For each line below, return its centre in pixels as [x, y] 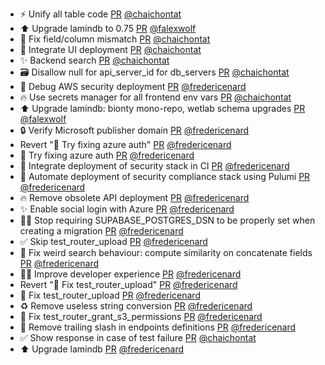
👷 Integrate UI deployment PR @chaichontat [110, 49]
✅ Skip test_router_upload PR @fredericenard [113, 241]
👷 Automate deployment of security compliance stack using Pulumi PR [165, 176]
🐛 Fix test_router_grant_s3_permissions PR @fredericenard [141, 316]
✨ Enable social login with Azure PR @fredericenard [127, 209]
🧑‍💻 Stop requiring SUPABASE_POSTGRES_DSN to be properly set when [167, 220]
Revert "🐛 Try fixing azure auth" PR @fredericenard [125, 144]
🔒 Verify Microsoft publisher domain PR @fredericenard [134, 130]
